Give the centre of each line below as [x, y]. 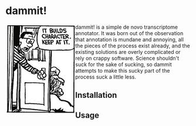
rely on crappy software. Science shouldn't [127, 58]
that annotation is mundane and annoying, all [130, 39]
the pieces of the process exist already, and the [133, 46]
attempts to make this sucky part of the [123, 70]
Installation [96, 95]
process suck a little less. [106, 77]
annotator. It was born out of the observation [129, 33]
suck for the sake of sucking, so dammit [124, 64]
